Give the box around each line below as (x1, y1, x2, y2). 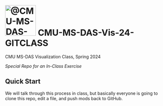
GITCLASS (5, 38, 49, 49)
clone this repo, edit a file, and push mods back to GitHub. (5, 95, 123, 101)
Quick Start (5, 77, 41, 85)
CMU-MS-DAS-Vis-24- (37, 27, 135, 39)
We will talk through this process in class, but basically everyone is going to (5, 90, 158, 96)
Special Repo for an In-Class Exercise (5, 63, 82, 69)
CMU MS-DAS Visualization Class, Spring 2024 (5, 54, 101, 60)
